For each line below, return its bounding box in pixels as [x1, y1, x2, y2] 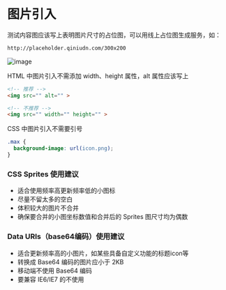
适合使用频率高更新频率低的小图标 [17, 186, 116, 195]
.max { [7, 139, 27, 146]
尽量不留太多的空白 [17, 195, 73, 204]
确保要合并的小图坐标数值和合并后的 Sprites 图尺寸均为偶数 [17, 213, 188, 221]
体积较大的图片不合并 [17, 204, 79, 213]
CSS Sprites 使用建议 [7, 169, 79, 178]
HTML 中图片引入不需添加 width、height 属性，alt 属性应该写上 [7, 71, 189, 80]
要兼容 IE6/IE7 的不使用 [17, 275, 84, 283]
